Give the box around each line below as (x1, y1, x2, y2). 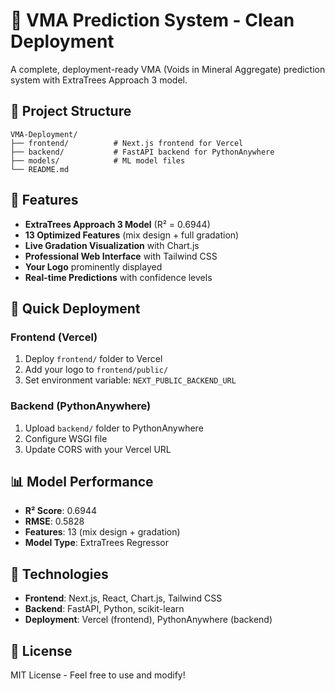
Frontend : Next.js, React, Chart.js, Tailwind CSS (24, 592, 223, 604)
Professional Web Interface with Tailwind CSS (24, 250, 218, 262)
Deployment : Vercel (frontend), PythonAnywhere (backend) (24, 614, 273, 626)
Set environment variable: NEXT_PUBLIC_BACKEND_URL (24, 374, 237, 386)
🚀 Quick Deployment (10, 300, 141, 317)
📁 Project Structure (10, 103, 132, 120)
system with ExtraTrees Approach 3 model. (10, 74, 188, 86)
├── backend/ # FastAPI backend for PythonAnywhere (10, 147, 275, 157)
